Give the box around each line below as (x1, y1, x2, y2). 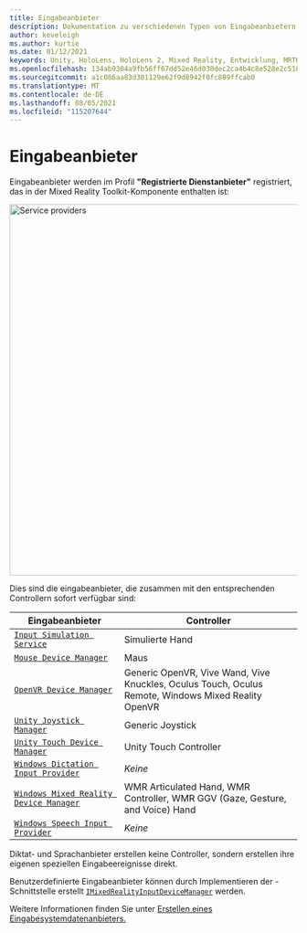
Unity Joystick (14, 716, 80, 726)
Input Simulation (14, 630, 90, 641)
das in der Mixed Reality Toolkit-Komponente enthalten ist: (9, 186, 230, 197)
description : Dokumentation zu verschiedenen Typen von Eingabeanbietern (9, 22, 297, 31)
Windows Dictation (14, 759, 94, 769)
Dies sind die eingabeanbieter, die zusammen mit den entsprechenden (9, 583, 276, 594)
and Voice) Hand (123, 803, 196, 816)
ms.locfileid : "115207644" (9, 107, 112, 116)
